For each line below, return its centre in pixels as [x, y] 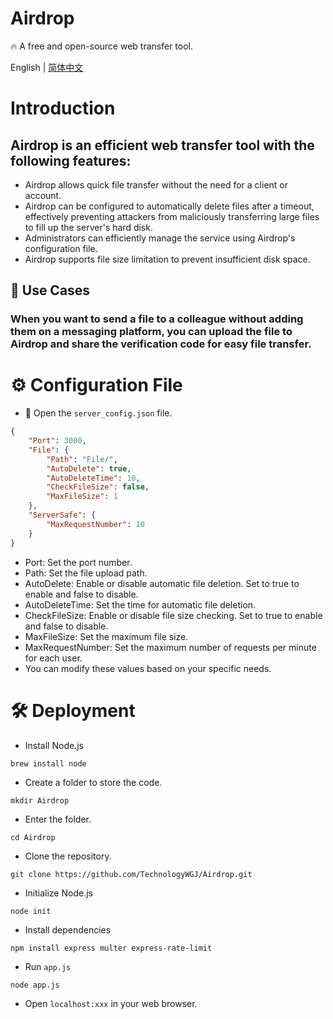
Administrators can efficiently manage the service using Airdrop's [160, 238]
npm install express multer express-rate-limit [111, 948]
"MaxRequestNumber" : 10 [95, 524]
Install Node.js [54, 745]
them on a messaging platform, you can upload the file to [151, 332]
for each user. [53, 658]
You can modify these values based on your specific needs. [148, 668]
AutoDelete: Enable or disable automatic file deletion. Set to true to [162, 583]
